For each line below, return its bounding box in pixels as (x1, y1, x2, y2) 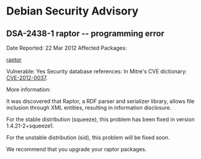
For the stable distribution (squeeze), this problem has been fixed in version (6, 116, 195, 123)
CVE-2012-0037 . (6, 74, 48, 81)
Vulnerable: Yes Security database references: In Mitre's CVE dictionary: (6, 68, 188, 75)
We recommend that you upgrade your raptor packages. (6, 146, 147, 152)
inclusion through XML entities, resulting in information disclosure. (6, 104, 171, 111)
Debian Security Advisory (6, 4, 139, 18)
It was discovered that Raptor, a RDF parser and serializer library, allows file (6, 98, 195, 105)
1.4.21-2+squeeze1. (6, 122, 54, 129)
